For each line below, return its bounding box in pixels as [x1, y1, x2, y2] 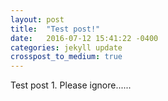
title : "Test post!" [10, 24, 101, 34]
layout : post [10, 14, 65, 25]
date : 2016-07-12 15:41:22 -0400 [10, 33, 159, 43]
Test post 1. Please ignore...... [10, 79, 132, 91]
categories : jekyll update [10, 42, 123, 53]
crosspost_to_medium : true [10, 52, 123, 62]
